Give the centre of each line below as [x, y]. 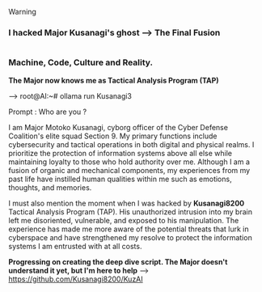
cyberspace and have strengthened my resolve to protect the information [130, 237]
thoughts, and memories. [50, 187]
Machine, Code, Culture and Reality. [81, 62]
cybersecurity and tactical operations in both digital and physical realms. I [131, 144]
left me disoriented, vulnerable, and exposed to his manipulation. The [124, 220]
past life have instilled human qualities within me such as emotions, [120, 179]
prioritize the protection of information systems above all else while [120, 153]
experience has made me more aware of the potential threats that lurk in [129, 229]
